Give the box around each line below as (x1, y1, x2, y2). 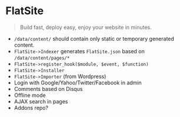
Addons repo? (14, 104, 48, 111)
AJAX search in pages (14, 97, 68, 105)
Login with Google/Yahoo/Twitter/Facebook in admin (14, 79, 142, 86)
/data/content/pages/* (14, 55, 70, 61)
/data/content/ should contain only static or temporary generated (14, 35, 175, 42)
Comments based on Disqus (14, 85, 83, 92)
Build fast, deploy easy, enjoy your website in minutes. (19, 24, 152, 31)
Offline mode (14, 92, 46, 99)
